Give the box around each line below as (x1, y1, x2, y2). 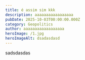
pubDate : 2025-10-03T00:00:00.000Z (5, 17, 80, 22)
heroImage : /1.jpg (5, 31, 44, 36)
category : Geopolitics (5, 21, 53, 27)
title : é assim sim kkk (5, 7, 56, 13)
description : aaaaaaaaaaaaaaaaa (5, 12, 73, 17)
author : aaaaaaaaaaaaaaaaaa (5, 26, 65, 32)
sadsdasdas (5, 49, 30, 56)
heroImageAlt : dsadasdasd (5, 36, 60, 41)
